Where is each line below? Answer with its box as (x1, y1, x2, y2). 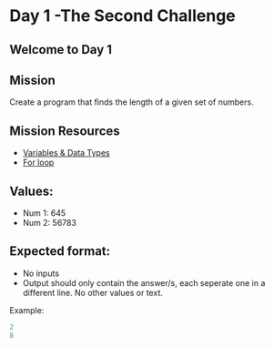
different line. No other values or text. (22, 287, 164, 298)
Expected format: (9, 243, 111, 260)
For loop (22, 157, 55, 168)
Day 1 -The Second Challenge (9, 5, 237, 26)
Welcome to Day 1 (9, 42, 112, 57)
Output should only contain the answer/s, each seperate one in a (22, 277, 266, 288)
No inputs (22, 268, 60, 279)
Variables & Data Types (22, 148, 111, 158)
